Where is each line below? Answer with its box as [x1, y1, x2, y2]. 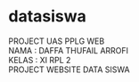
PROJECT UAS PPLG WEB [8, 36, 105, 46]
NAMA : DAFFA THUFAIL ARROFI [8, 45, 129, 55]
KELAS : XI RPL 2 [8, 54, 71, 65]
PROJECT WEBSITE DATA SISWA [8, 64, 130, 75]
